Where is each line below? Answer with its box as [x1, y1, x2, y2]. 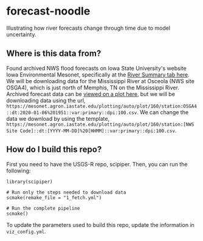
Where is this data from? [6, 49, 101, 59]
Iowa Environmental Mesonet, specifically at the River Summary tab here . [6, 71, 190, 78]
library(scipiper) [6, 178, 53, 185]
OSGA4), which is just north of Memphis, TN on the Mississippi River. [6, 84, 179, 91]
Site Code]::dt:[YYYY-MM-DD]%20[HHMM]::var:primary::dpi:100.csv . [6, 126, 177, 134]
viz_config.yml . [6, 228, 47, 235]
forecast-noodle [6, 4, 91, 18]
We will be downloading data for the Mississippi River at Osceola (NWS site [6, 77, 194, 84]
